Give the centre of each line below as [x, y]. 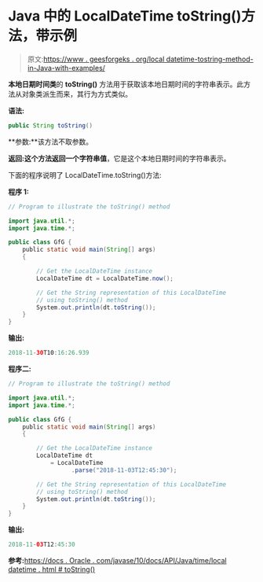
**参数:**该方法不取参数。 [51, 142]
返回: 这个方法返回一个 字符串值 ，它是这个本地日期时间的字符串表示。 [119, 158]
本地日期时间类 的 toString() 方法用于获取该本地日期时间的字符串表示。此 [126, 84]
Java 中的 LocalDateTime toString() [125, 16]
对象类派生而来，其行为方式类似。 [77, 94]
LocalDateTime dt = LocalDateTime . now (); [105, 278]
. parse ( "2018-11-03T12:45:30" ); [124, 470]
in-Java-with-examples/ [66, 68]
